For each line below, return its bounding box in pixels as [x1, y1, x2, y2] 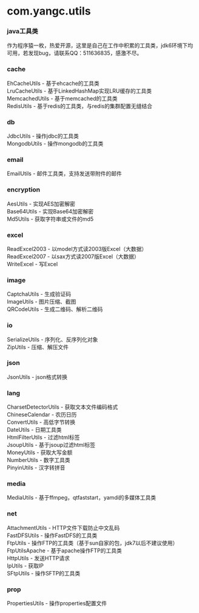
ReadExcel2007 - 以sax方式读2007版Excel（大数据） [7, 253, 140, 260]
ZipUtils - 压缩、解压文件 [7, 343, 69, 350]
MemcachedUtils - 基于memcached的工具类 [7, 95, 118, 102]
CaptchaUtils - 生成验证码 [7, 290, 72, 298]
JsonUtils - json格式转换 [7, 373, 67, 380]
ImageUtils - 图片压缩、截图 [7, 298, 76, 306]
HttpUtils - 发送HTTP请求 [7, 554, 70, 561]
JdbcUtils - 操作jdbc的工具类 [7, 132, 79, 140]
